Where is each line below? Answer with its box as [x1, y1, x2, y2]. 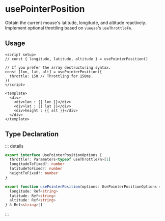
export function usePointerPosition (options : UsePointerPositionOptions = [5, 184, 162, 189]
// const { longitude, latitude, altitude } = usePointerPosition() [5, 56, 148, 61]
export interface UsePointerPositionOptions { [5, 152, 102, 158]
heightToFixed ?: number [9, 171, 58, 176]
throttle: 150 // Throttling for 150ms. [9, 74, 93, 79]
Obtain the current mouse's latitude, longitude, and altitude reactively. [5, 20, 146, 26]
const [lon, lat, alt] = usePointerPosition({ [5, 69, 102, 74]
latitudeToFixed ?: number [9, 166, 63, 171]
